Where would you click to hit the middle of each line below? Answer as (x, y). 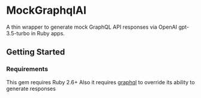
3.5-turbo (18, 33)
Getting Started (36, 52)
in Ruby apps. (48, 33)
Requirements (27, 69)
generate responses (31, 88)
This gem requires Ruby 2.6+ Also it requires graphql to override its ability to (100, 82)
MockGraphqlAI (46, 10)
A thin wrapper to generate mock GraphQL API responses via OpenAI (92, 27)
